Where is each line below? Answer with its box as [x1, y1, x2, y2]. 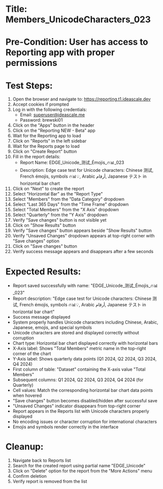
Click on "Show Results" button [12, 223, 76, 228]
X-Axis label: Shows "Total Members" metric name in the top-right [12, 346, 146, 352]
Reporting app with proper [5, 47, 115, 58]
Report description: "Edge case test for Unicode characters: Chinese [12, 295, 151, 301]
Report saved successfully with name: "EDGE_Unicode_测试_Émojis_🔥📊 [12, 283, 158, 289]
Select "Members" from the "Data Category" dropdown [12, 196, 124, 202]
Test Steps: [5, 80, 53, 91]
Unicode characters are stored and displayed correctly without [12, 330, 140, 336]
